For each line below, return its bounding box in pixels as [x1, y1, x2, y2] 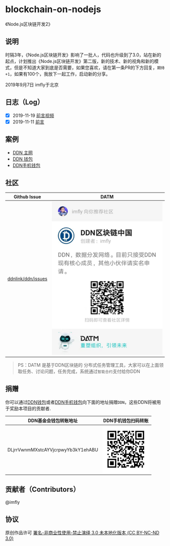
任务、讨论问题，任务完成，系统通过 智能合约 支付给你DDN [22, 368, 141, 374]
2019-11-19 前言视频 [12, 112, 55, 118]
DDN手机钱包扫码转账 [103, 417, 149, 424]
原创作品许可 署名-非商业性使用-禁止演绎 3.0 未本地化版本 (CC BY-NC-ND [5, 529, 159, 535]
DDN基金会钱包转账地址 [27, 417, 78, 424]
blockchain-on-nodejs [5, 4, 101, 15]
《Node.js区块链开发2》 [5, 21, 53, 27]
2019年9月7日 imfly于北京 [5, 81, 59, 87]
